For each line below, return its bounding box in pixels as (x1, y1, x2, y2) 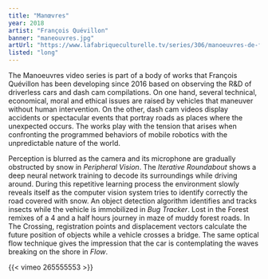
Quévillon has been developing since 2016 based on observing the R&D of (8, 79, 252, 88)
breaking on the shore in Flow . (8, 247, 108, 256)
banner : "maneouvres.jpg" (8, 33, 94, 42)
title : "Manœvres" (8, 11, 69, 20)
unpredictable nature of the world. (8, 139, 121, 147)
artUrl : (8, 41, 34, 49)
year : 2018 (8, 19, 45, 27)
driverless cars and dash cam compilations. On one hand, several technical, (8, 88, 258, 96)
